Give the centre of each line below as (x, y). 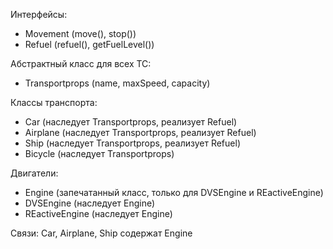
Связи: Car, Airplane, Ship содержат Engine (101, 233)
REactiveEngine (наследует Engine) (98, 213)
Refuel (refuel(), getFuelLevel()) (89, 44)
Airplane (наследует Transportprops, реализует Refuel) (140, 132)
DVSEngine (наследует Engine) (90, 203)
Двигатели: (34, 173)
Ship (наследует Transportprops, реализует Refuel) (132, 143)
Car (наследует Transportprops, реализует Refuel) (131, 122)
